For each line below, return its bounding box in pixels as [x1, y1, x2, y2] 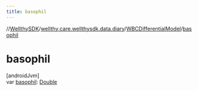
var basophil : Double [6, 78, 57, 85]
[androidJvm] [6, 72, 40, 79]
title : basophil [6, 8, 47, 15]
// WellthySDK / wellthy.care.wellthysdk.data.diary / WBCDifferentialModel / [6, 25, 184, 32]
